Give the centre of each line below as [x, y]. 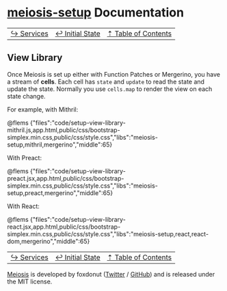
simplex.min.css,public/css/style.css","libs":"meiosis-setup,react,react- [108, 233]
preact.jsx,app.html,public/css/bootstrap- [66, 178]
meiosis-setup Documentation [96, 13]
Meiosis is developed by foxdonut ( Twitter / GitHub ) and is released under [111, 274]
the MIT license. [30, 281]
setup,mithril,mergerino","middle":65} [60, 144]
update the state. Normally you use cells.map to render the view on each [110, 89]
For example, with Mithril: [43, 109]
